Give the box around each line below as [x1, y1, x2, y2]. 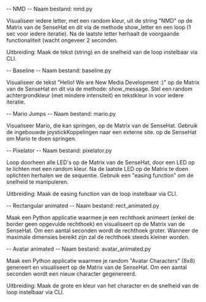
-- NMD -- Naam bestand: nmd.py [6, 6, 93, 12]
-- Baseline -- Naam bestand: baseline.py [6, 67, 112, 74]
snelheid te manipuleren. [6, 178, 69, 186]
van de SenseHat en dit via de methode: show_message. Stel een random [6, 85, 193, 92]
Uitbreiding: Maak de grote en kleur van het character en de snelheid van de [6, 282, 199, 289]
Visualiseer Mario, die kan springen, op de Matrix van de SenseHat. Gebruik [6, 122, 198, 129]
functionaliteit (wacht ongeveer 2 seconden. [6, 37, 118, 43]
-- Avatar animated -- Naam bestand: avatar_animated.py [6, 245, 151, 252]
